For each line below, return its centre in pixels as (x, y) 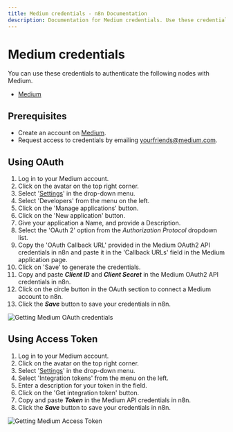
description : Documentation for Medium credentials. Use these (101, 20)
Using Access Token (53, 339)
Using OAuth (36, 162)
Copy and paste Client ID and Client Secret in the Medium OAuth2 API (118, 275)
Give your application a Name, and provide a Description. (99, 223)
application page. (43, 260)
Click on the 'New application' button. (72, 216)
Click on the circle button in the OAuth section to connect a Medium (114, 289)
